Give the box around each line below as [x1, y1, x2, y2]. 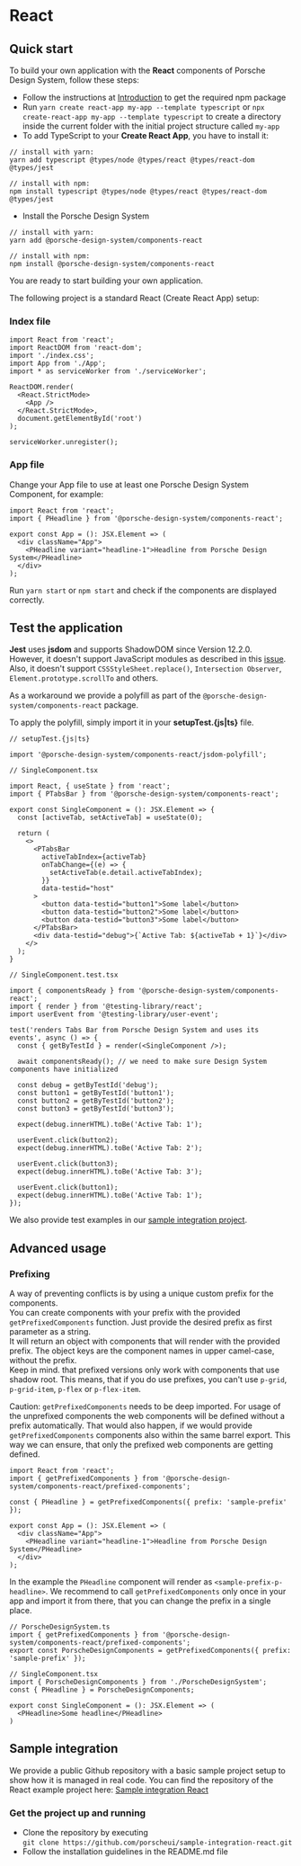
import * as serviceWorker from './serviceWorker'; [9, 367, 207, 376]
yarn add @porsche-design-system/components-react [9, 236, 203, 245]
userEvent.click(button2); [17, 1136, 119, 1145]
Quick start [9, 41, 74, 57]
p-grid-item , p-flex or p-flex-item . [9, 1384, 142, 1395]
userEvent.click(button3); [17, 1159, 119, 1169]
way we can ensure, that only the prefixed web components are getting [9, 1440, 274, 1451]
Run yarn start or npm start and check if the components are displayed [9, 585, 277, 595]
